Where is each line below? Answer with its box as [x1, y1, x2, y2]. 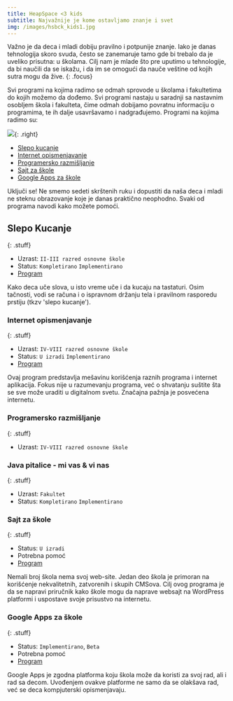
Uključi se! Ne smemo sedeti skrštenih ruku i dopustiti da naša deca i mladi [7, 187, 223, 196]
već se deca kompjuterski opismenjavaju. [7, 685, 127, 694]
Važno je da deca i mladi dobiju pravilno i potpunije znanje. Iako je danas [7, 43, 217, 51]
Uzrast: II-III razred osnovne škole [17, 254, 125, 263]
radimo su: [7, 116, 38, 124]
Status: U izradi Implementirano [17, 352, 111, 361]
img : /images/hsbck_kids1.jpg [7, 23, 96, 30]
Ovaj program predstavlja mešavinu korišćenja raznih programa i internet [7, 373, 218, 382]
